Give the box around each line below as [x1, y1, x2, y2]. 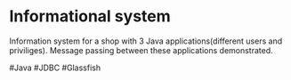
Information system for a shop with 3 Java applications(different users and [9, 36, 283, 46]
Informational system [9, 6, 171, 27]
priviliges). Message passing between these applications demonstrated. [9, 44, 273, 55]
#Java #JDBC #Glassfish [9, 62, 101, 73]
